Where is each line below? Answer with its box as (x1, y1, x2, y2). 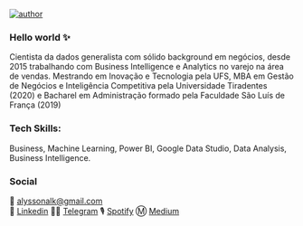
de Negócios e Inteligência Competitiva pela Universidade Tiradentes (9, 80, 268, 91)
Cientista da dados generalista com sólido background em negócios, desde (9, 52, 291, 62)
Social (9, 174, 38, 187)
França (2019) (9, 99, 62, 110)
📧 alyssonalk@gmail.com (9, 195, 103, 206)
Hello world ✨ (9, 31, 71, 43)
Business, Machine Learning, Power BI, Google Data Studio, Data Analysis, (9, 143, 288, 154)
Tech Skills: (9, 122, 62, 135)
